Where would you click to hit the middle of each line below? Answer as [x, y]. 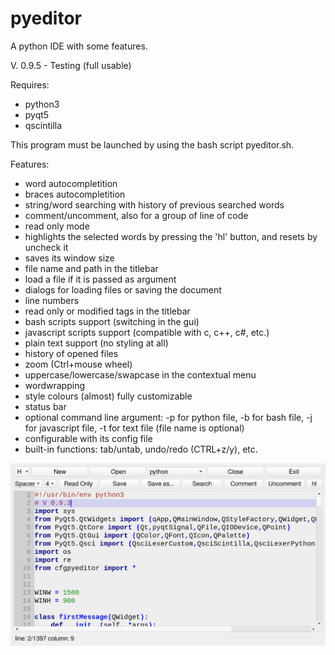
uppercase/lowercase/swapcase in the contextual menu [140, 374]
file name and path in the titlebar [91, 268]
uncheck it [46, 247]
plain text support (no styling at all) [96, 343]
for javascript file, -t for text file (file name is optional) [134, 428]
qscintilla [43, 125]
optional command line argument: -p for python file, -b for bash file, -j [168, 417]
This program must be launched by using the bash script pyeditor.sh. [152, 144]
